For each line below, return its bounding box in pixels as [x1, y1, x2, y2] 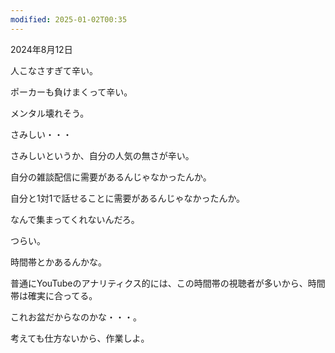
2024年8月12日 [10, 43, 73, 55]
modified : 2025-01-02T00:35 [10, 14, 128, 25]
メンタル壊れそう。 [10, 107, 90, 119]
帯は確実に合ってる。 [10, 289, 98, 301]
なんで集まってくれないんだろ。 [10, 213, 140, 225]
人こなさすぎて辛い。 [10, 64, 98, 76]
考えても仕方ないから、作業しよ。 [10, 332, 150, 344]
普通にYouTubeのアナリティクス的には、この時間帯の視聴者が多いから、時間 [10, 277, 326, 289]
